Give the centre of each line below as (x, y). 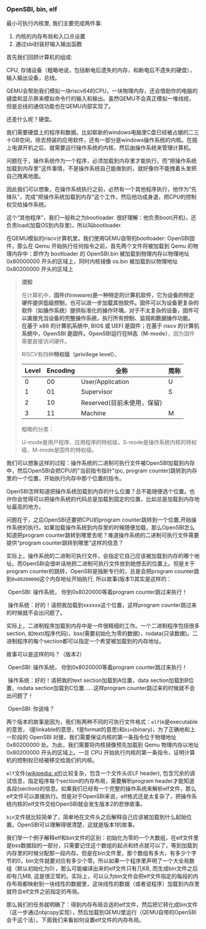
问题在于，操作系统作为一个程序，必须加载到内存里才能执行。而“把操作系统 (102, 161)
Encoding (61, 370)
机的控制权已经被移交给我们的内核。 (52, 760)
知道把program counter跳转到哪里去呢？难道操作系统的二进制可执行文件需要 (103, 535)
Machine (93, 414)
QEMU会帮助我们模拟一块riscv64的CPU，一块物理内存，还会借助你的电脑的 (102, 91)
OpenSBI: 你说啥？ (31, 709)
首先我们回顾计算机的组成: (40, 57)
